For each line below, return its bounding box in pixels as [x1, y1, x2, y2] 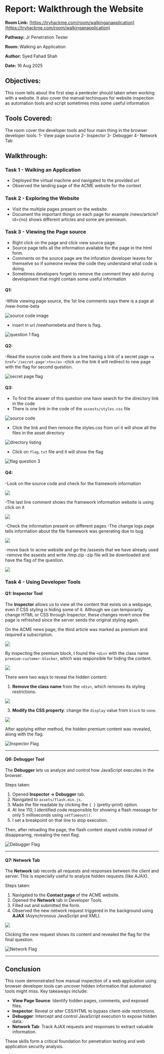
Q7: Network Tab [5, 857, 40, 863]
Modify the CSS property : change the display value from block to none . [12, 707, 157, 713]
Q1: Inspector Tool [5, 590, 43, 596]
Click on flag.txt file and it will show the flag [12, 449, 103, 455]
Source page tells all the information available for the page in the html [12, 245, 152, 251]
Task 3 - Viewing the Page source [5, 229, 86, 235]
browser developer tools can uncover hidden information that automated [5, 983, 151, 989]
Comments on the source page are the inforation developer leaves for [12, 255, 153, 261]
